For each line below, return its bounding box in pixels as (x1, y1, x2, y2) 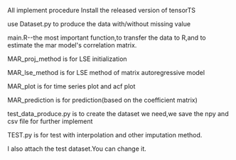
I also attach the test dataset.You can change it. (7, 144, 147, 153)
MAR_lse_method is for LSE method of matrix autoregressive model (7, 69, 205, 76)
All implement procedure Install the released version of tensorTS (7, 6, 196, 14)
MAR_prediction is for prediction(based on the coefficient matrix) (7, 96, 198, 104)
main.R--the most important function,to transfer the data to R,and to (7, 33, 206, 42)
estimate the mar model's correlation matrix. (7, 41, 137, 49)
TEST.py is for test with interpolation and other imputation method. (7, 131, 203, 139)
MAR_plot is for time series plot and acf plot (7, 82, 136, 91)
